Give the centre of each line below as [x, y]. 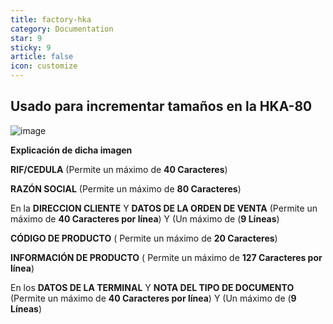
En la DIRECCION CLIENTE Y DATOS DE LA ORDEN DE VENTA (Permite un [164, 208]
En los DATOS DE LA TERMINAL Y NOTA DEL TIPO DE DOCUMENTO [152, 287]
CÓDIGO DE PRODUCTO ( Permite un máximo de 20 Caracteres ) [144, 238]
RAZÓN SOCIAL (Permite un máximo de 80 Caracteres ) [126, 188]
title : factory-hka [51, 19]
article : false [42, 57]
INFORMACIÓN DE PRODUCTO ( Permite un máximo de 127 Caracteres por [166, 257]
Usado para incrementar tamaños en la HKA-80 [161, 106]
